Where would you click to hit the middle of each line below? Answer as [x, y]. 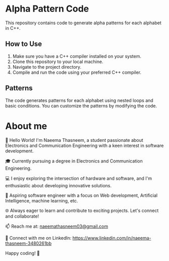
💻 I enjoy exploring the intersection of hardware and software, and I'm [79, 178]
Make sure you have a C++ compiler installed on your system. [77, 56]
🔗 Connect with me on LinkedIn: [38, 238]
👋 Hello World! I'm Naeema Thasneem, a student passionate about [74, 140]
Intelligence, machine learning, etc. [42, 200]
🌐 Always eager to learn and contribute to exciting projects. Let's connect [82, 211]
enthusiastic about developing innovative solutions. [59, 185]
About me [26, 126]
